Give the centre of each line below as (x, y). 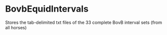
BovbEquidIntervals (47, 9)
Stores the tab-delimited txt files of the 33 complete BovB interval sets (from (83, 22)
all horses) (16, 27)
